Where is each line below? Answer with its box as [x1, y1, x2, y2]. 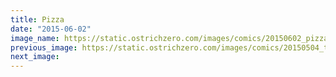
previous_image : [10, 42, 78, 53]
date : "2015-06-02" [10, 24, 92, 34]
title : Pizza [10, 14, 65, 25]
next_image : [10, 52, 60, 62]
